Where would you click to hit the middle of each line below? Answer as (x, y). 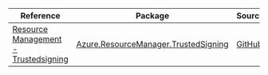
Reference (41, 16)
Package (152, 16)
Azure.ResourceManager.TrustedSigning (152, 44)
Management (37, 39)
